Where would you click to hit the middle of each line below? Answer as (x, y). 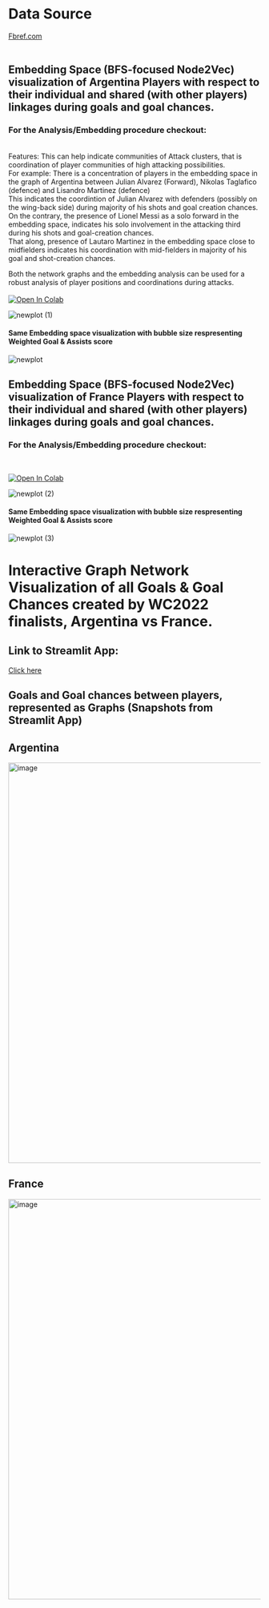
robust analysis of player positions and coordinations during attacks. (121, 282)
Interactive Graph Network (99, 570)
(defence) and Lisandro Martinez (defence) (79, 190)
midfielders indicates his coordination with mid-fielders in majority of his (128, 250)
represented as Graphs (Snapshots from (111, 708)
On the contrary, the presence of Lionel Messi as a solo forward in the (124, 215)
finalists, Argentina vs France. (111, 621)
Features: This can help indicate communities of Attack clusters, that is (125, 156)
